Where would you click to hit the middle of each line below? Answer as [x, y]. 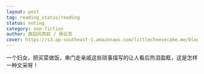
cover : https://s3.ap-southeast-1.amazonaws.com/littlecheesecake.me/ [97, 40]
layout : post [23, 12]
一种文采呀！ [22, 65]
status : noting [25, 23]
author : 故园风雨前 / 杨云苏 [39, 34]
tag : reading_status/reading [43, 17]
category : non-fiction [35, 29]
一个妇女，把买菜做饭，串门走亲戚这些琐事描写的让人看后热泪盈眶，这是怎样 [102, 57]
